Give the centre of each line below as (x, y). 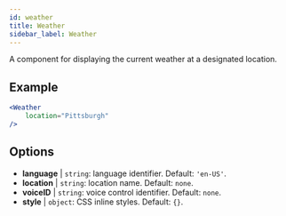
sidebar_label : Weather (53, 34)
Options (32, 152)
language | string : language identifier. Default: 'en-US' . (124, 173)
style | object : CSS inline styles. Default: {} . (103, 202)
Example (34, 87)
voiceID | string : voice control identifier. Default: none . (122, 192)
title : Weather (37, 26)
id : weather (31, 17)
